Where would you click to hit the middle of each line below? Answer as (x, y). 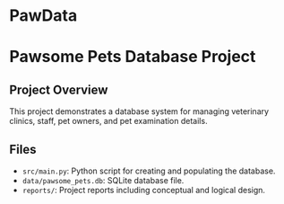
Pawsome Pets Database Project (133, 57)
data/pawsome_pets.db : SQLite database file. (103, 180)
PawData (43, 16)
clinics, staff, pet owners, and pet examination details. (108, 121)
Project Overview (59, 89)
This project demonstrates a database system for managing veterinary (139, 111)
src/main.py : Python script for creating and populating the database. (149, 171)
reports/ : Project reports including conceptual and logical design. (144, 190)
